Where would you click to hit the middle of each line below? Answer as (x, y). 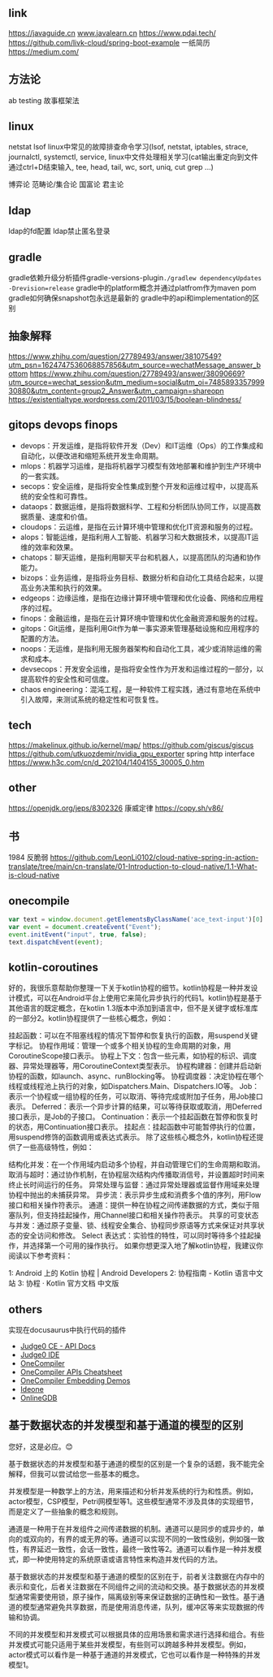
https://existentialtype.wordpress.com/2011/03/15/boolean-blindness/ (125, 399)
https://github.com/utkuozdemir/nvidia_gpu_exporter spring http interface (132, 754)
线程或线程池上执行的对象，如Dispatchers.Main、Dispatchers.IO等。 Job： (134, 1087)
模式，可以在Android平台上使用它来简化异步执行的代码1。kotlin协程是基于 (139, 998)
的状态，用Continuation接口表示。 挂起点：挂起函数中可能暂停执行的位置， (134, 1127)
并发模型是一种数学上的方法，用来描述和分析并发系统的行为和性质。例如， (133, 1491)
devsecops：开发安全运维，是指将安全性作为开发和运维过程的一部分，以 (142, 668)
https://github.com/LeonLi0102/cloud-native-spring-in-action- (154, 858)
